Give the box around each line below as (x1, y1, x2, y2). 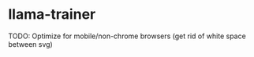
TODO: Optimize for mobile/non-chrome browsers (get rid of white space (8, 31, 246, 41)
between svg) (8, 39, 53, 48)
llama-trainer (8, 5, 96, 23)
